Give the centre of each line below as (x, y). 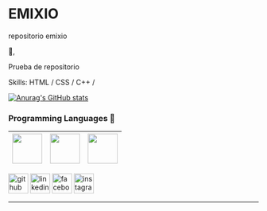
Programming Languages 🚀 (62, 118)
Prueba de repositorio (44, 66)
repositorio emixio (38, 36)
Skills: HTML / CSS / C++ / (52, 82)
